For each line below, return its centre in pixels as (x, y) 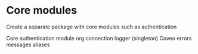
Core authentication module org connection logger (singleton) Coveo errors (99, 38)
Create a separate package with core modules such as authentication (92, 27)
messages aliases (28, 45)
